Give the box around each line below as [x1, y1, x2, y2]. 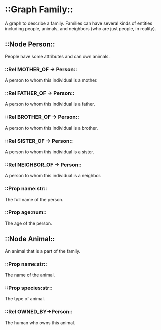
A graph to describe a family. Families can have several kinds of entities [5, 20, 153, 26]
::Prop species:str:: [5, 284, 53, 291]
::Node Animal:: [5, 235, 55, 243]
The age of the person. [5, 220, 52, 226]
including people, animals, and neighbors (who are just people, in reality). [5, 25, 156, 31]
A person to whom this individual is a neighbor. [5, 173, 101, 179]
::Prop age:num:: [5, 209, 47, 216]
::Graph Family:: [5, 4, 73, 15]
